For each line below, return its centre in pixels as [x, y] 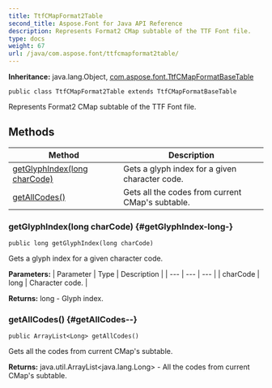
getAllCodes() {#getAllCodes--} [73, 320]
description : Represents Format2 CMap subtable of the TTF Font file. [130, 31]
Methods [32, 132]
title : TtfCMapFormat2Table [56, 16]
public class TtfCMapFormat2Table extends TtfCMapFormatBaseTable [123, 92]
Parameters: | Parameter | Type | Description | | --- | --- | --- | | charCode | [134, 274]
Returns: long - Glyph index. [56, 299]
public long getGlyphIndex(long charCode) [81, 244]
